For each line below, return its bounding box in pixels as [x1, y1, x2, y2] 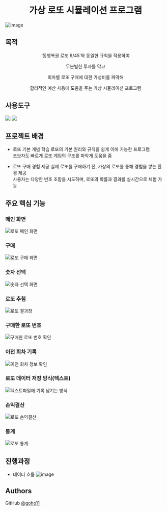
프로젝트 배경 [5, 132, 44, 140]
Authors [5, 487, 32, 495]
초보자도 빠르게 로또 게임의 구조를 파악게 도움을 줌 [12, 152, 112, 159]
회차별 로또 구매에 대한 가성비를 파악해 [47, 74, 124, 80]
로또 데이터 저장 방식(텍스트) [5, 375, 71, 382]
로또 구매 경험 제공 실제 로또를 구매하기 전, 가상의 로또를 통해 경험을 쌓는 [12, 164, 157, 170]
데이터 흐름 [12, 471, 35, 477]
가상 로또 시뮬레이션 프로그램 [29, 5, 143, 16]
